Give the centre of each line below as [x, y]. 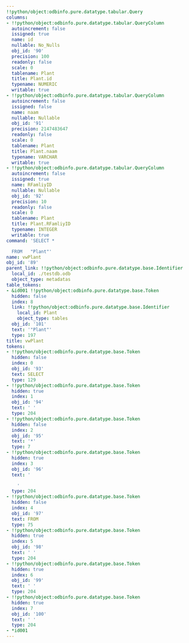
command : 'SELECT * [31, 241]
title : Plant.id [32, 79]
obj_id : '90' [28, 51]
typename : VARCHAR [35, 157]
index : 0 [22, 363]
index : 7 [22, 608]
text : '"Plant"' [32, 330]
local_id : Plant [37, 313]
